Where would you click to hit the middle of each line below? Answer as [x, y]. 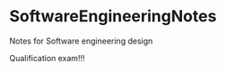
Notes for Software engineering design [81, 41]
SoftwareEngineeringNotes [113, 16]
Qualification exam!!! [47, 58]
